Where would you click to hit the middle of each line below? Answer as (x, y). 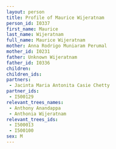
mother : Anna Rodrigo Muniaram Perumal (57, 46)
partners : (19, 80)
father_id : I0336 (28, 63)
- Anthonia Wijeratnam (38, 114)
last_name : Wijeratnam (35, 35)
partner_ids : (23, 91)
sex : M (15, 137)
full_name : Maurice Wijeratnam (46, 40)
